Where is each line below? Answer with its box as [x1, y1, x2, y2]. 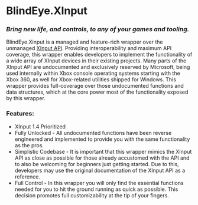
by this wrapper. [6, 95, 46, 102]
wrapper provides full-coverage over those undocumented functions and [6, 82, 184, 90]
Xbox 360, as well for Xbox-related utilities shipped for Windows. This [6, 76, 176, 83]
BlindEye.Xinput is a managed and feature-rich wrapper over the [6, 38, 163, 45]
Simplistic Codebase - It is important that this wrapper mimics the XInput [14, 148, 192, 155]
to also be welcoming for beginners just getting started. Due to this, [14, 160, 179, 167]
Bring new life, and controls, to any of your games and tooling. [6, 25, 190, 34]
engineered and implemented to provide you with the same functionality [14, 135, 190, 143]
